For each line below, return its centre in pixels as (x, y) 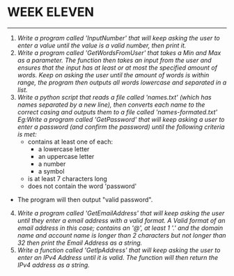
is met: (27, 134)
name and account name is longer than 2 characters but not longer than (122, 235)
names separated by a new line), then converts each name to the (111, 105)
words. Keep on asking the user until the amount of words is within (113, 75)
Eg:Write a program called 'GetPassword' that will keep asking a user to (121, 119)
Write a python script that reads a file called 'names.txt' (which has (114, 97)
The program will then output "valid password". (85, 199)
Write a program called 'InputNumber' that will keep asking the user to (119, 38)
